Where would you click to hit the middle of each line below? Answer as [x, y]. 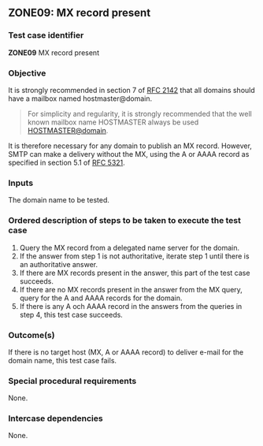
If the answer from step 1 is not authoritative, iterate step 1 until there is [134, 256]
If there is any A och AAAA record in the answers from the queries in [131, 306]
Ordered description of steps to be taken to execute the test [125, 221]
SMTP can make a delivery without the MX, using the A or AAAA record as [129, 154]
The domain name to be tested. [59, 200]
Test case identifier [46, 35]
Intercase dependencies [56, 418]
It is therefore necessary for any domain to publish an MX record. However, [130, 146]
